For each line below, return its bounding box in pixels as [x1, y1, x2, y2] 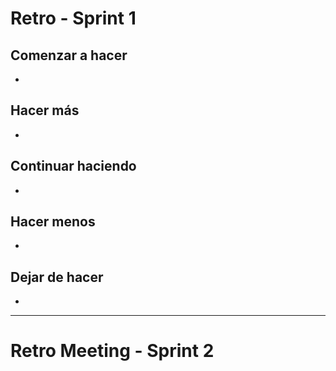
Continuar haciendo [10, 158, 137, 175]
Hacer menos [10, 213, 96, 231]
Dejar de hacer [10, 268, 104, 286]
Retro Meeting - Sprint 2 [10, 340, 215, 362]
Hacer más [10, 102, 80, 119]
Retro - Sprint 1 [10, 7, 137, 30]
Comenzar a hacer [10, 47, 128, 64]
